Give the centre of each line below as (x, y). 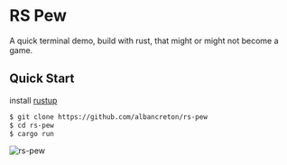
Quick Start (42, 79)
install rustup (33, 100)
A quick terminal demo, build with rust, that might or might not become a (144, 41)
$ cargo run (32, 133)
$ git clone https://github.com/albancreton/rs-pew (108, 117)
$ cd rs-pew (32, 125)
